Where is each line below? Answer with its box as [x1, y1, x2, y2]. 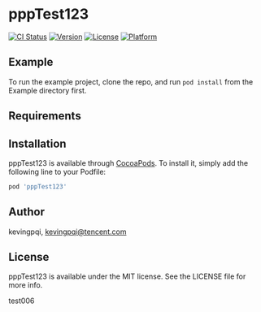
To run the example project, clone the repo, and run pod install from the [8, 76, 254, 86]
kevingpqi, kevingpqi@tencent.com [8, 227, 127, 236]
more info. [8, 280, 43, 290]
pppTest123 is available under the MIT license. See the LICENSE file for [8, 271, 246, 281]
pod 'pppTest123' [8, 182, 67, 191]
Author [8, 205, 45, 219]
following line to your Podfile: [8, 167, 107, 176]
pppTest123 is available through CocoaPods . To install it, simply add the [8, 158, 249, 167]
